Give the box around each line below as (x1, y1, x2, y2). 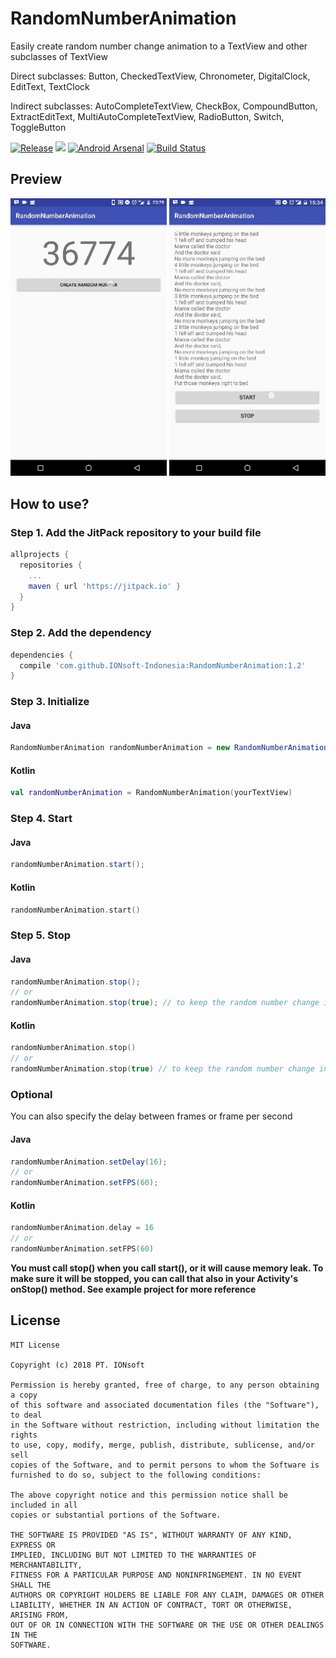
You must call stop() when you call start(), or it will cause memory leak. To (10, 1262, 324, 1274)
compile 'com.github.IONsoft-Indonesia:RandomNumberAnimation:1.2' (19, 660, 307, 671)
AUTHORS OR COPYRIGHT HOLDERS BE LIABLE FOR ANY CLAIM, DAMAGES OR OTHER (10, 1590, 325, 1600)
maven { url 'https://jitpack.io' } (28, 581, 182, 591)
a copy (10, 1390, 38, 1400)
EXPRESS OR (10, 1540, 56, 1550)
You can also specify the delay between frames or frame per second (10, 1110, 293, 1122)
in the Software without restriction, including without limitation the (10, 1420, 320, 1430)
